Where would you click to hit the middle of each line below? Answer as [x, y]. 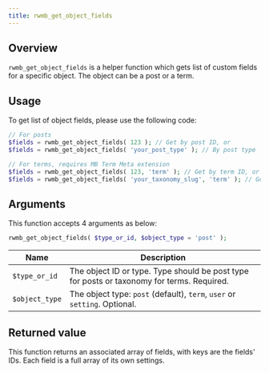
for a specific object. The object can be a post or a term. [101, 76]
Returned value [47, 333]
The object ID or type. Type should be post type [159, 271]
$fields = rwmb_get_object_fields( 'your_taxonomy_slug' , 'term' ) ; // [130, 179]
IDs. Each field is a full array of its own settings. [86, 360]
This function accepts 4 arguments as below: [83, 223]
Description [163, 258]
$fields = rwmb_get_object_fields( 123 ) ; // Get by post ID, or [119, 142]
